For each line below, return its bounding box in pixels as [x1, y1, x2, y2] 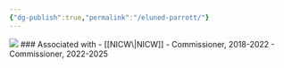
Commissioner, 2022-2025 [9, 48, 109, 59]
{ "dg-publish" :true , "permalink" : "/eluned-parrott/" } [9, 13, 210, 22]
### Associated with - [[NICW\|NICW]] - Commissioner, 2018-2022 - [20, 38, 275, 49]
